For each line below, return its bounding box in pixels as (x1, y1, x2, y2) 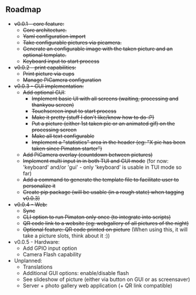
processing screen (31, 126, 77, 133)
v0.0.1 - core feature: (13, 20, 65, 27)
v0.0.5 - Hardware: (13, 238, 60, 245)
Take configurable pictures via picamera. (22, 39, 122, 46)
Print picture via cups (22, 70, 75, 77)
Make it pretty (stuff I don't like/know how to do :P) (31, 114, 155, 121)
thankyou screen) (31, 101, 75, 108)
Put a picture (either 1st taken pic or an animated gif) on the (31, 120, 175, 127)
